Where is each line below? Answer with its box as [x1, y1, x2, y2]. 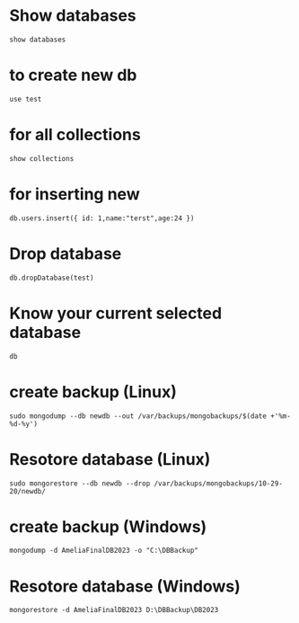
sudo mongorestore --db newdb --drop [9, 478, 151, 488]
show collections [9, 154, 75, 163]
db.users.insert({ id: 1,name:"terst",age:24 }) [9, 213, 195, 223]
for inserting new [9, 184, 141, 204]
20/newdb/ [9, 486, 47, 495]
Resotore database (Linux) [9, 449, 211, 469]
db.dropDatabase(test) [9, 273, 94, 282]
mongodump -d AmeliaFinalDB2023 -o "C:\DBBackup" [9, 546, 199, 556]
